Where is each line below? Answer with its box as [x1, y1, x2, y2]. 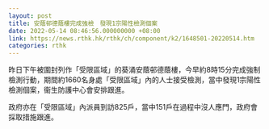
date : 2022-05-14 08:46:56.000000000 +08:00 [8, 27, 161, 35]
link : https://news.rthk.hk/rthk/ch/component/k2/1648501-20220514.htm [8, 34, 254, 43]
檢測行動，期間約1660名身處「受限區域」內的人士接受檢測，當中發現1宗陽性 [8, 75, 261, 85]
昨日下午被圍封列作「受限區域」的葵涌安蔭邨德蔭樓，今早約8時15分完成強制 [8, 65, 261, 75]
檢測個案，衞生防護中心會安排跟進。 [8, 85, 129, 95]
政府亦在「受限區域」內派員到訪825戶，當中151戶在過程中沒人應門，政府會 [8, 102, 258, 112]
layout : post [8, 11, 53, 20]
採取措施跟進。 [8, 112, 58, 122]
